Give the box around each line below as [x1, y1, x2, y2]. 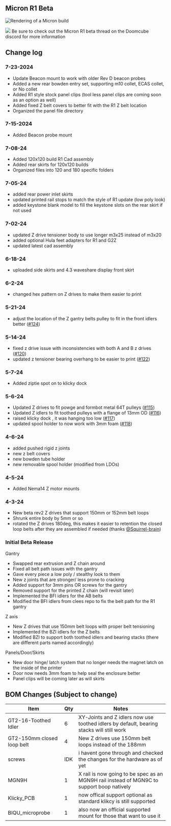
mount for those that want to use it [78, 812, 161, 819]
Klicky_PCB [8, 794, 35, 802]
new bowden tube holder [12, 456, 65, 462]
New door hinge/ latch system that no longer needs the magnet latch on [12, 659, 164, 665]
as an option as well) [12, 97, 56, 103]
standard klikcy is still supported [78, 798, 156, 805]
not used [12, 207, 32, 213]
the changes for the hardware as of [78, 756, 163, 763]
